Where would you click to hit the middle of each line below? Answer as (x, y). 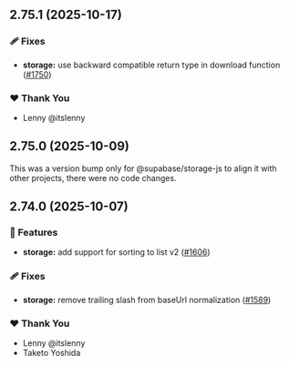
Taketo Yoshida (52, 353)
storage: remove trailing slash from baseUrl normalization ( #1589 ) (147, 299)
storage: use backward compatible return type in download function (151, 65)
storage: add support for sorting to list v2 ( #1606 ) (117, 252)
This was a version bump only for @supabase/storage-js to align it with (143, 168)
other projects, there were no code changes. (93, 177)
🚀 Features (34, 233)
